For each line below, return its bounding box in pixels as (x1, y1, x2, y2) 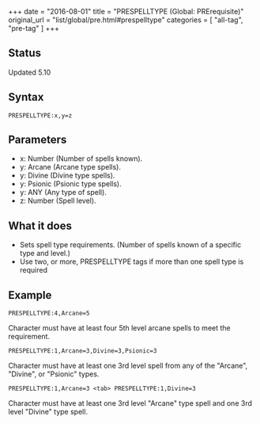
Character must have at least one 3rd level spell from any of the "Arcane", (8, 361, 248, 371)
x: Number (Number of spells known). (19, 154, 143, 163)
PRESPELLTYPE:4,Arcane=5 (8, 309, 90, 318)
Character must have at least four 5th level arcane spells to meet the (8, 323, 231, 333)
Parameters (8, 133, 67, 147)
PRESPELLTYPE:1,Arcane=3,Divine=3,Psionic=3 (8, 347, 157, 355)
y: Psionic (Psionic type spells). (19, 179, 122, 189)
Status (8, 47, 42, 60)
